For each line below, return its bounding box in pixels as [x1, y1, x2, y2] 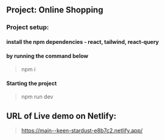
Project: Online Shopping [6, 5, 104, 15]
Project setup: [6, 23, 49, 32]
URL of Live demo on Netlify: [6, 111, 117, 121]
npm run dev [21, 93, 54, 100]
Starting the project [6, 79, 57, 87]
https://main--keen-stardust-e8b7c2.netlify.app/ [21, 127, 143, 135]
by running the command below [6, 52, 88, 60]
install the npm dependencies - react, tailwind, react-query [6, 38, 160, 45]
